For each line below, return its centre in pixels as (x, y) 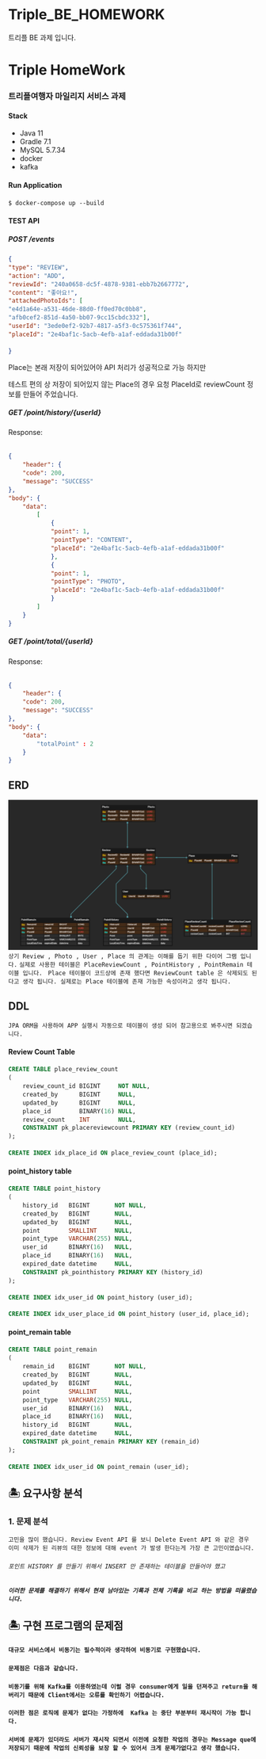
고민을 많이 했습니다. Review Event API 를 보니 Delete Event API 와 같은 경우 (129, 1540)
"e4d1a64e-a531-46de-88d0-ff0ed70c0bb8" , (78, 309)
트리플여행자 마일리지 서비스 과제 (67, 97)
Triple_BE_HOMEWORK (87, 15)
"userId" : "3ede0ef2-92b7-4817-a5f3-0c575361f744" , (95, 326)
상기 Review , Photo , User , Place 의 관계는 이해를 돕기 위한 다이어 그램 (123, 956)
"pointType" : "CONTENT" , (91, 540)
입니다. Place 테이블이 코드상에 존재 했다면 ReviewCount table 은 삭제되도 (135, 973)
